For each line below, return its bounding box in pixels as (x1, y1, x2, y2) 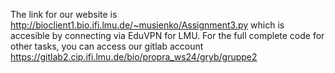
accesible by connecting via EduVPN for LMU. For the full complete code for (10, 30, 325, 41)
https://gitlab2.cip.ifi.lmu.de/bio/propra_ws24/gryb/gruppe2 (10, 51, 258, 63)
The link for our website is (10, 9, 118, 20)
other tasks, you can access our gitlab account (10, 40, 204, 52)
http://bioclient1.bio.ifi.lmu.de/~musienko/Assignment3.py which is (10, 19, 285, 31)
